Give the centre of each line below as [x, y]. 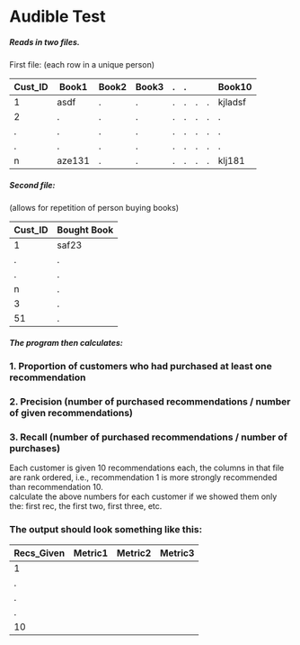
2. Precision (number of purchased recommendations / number [150, 402]
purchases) [35, 448]
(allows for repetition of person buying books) [94, 208]
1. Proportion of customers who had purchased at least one [141, 367]
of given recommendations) [71, 413]
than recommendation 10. [56, 487]
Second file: [32, 185]
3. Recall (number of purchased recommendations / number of [148, 437]
